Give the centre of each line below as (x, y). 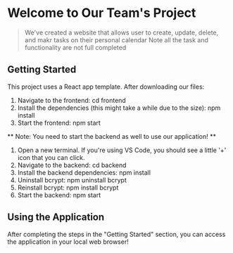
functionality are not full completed (75, 47)
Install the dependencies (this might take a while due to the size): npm (119, 108)
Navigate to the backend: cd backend (72, 165)
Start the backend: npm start (59, 195)
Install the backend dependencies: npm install (84, 172)
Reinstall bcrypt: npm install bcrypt (68, 187)
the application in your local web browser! (68, 242)
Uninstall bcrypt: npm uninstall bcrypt (72, 180)
